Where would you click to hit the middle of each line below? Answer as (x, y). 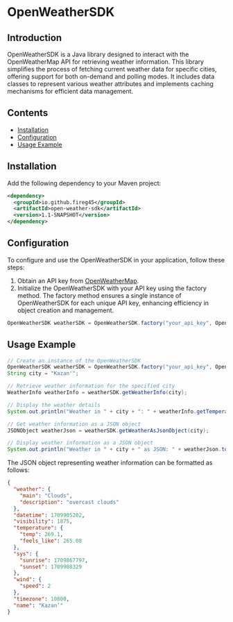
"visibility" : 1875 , (43, 521)
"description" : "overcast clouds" (69, 502)
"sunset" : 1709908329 (51, 566)
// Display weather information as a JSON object (80, 443)
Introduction (35, 38)
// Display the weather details (54, 405)
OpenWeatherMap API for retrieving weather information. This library (106, 62)
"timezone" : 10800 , (42, 599)
